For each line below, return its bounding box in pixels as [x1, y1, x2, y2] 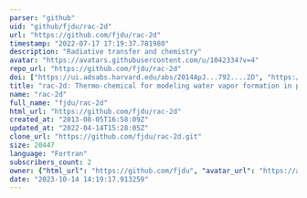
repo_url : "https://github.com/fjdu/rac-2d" [9, 65, 182, 74]
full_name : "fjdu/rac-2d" [9, 98, 108, 108]
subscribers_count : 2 [9, 157, 92, 167]
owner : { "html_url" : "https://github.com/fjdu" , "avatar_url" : [9, 166, 256, 175]
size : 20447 [9, 141, 55, 150]
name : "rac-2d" [9, 89, 68, 99]
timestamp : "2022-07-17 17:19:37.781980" [9, 38, 170, 48]
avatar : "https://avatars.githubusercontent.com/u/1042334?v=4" [9, 56, 259, 65]
